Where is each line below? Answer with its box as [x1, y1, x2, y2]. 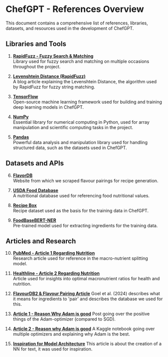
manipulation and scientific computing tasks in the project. [12, 124, 134, 130]
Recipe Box [12, 202, 37, 208]
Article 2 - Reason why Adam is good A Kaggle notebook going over [12, 326, 155, 332]
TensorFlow [12, 93, 38, 99]
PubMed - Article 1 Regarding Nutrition [12, 250, 95, 256]
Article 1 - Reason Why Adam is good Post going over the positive [12, 311, 150, 317]
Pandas [12, 134, 29, 140]
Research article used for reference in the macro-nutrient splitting [12, 255, 149, 261]
